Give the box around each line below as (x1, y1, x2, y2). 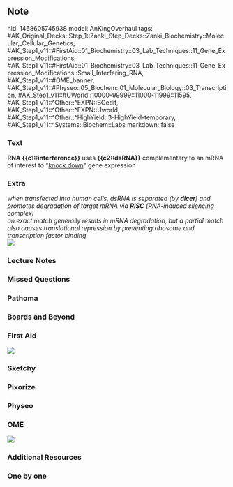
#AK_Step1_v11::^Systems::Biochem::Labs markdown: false (7, 120, 176, 128)
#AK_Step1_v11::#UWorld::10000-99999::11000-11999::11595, (17, 91, 192, 99)
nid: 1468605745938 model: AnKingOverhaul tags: (7, 24, 153, 32)
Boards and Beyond (7, 312, 75, 322)
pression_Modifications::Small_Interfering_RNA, (7, 68, 144, 77)
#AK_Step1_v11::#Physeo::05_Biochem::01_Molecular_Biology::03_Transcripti (7, 83, 227, 91)
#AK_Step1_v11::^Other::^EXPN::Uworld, (7, 105, 120, 114)
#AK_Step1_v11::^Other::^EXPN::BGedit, (7, 98, 119, 107)
